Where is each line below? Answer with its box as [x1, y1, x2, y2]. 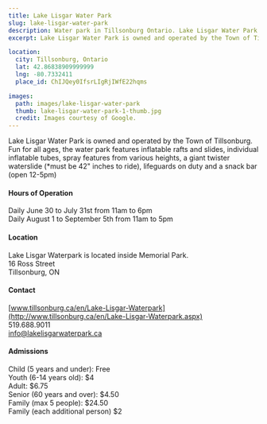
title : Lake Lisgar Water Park [8, 11, 112, 20]
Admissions [8, 347, 49, 356]
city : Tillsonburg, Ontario [15, 56, 109, 64]
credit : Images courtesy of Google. [15, 115, 137, 123]
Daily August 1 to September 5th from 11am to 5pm [8, 214, 173, 224]
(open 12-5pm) [8, 170, 57, 180]
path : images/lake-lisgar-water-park [15, 99, 141, 107]
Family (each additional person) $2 [8, 406, 122, 416]
